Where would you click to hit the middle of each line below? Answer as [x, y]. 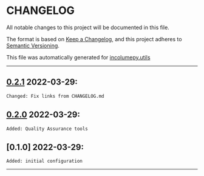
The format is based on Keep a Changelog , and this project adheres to [94, 39]
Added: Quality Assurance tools [47, 129]
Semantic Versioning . [33, 46]
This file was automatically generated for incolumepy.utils [78, 57]
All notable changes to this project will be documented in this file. [88, 27]
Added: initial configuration [45, 161]
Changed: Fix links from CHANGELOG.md [55, 96]
